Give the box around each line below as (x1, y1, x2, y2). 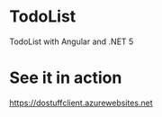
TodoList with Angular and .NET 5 (9, 36, 134, 47)
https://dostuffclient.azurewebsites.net (9, 97, 153, 108)
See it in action (9, 67, 122, 88)
